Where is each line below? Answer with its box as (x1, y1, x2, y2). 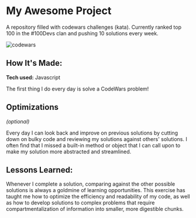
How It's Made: (6, 58, 63, 68)
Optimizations (6, 102, 59, 112)
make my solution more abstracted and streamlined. (6, 148, 132, 155)
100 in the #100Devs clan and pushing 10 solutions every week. (6, 29, 159, 36)
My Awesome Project (6, 4, 112, 18)
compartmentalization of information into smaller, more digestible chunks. (6, 206, 184, 213)
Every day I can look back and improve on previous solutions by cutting (6, 129, 178, 136)
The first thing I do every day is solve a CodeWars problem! (6, 85, 149, 92)
